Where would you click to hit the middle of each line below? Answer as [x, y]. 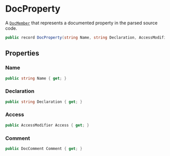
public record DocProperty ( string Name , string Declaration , [71, 37]
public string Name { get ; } [36, 78]
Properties [22, 53]
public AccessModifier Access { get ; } [47, 125]
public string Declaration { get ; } [44, 102]
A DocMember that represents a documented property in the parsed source [81, 23]
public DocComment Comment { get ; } [44, 149]
